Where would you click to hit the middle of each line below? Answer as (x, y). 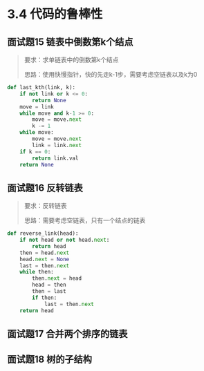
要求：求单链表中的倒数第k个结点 (71, 60)
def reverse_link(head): (43, 234)
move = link (37, 107)
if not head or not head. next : (65, 240)
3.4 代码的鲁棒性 (55, 14)
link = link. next (57, 145)
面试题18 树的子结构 (49, 360)
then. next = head (57, 278)
